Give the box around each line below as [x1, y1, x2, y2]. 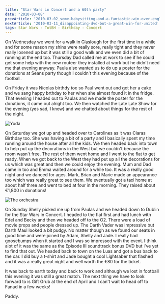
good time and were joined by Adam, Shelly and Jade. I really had [5, 233, 138, 239]
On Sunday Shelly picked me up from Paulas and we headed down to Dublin [5, 207, 159, 213]
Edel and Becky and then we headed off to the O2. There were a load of [5, 217, 151, 223]
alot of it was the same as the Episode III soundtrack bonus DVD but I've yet [5, 243, 159, 249]
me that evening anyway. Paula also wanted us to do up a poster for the [5, 65, 150, 71]
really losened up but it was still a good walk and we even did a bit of [5, 50, 145, 55]
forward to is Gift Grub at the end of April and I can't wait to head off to [5, 278, 148, 285]
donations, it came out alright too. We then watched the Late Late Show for [5, 101, 157, 107]
